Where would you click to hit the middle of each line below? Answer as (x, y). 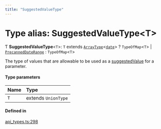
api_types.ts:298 (22, 121)
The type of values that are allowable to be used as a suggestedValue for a (80, 61)
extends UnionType (47, 98)
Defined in (16, 111)
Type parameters (23, 77)
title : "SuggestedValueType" (34, 9)
